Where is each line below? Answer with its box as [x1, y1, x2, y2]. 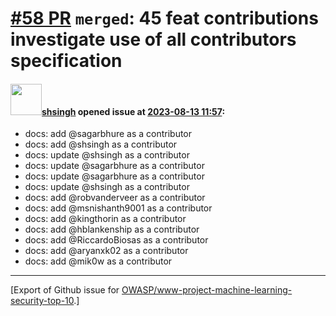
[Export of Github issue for [10, 284, 120, 296]
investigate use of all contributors [10, 28, 297, 51]
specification [10, 50, 123, 72]
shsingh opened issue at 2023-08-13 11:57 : [41, 105, 226, 117]
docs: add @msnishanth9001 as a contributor [24, 202, 213, 214]
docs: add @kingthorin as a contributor [24, 213, 187, 225]
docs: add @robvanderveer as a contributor [24, 192, 206, 204]
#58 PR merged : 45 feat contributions [10, 7, 319, 30]
